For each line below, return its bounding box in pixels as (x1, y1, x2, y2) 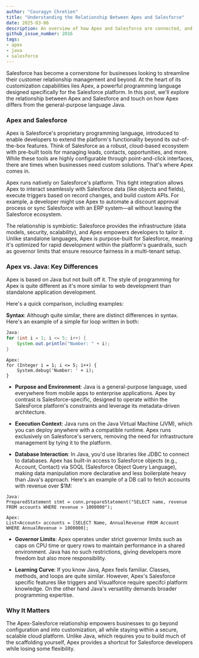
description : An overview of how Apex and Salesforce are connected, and (6, 25, 193, 32)
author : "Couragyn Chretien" (6, 8, 78, 15)
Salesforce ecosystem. (6, 210, 62, 218)
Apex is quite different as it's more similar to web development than (6, 283, 171, 290)
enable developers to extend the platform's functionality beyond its (6, 135, 170, 143)
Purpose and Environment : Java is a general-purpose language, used (14, 383, 187, 390)
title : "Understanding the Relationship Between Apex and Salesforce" (6, 14, 185, 20)
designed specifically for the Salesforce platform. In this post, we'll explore (6, 88, 189, 95)
